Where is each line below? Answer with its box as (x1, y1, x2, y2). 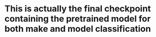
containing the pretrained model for (4, 13, 151, 24)
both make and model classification (4, 24, 151, 34)
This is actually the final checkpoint (4, 3, 151, 14)
